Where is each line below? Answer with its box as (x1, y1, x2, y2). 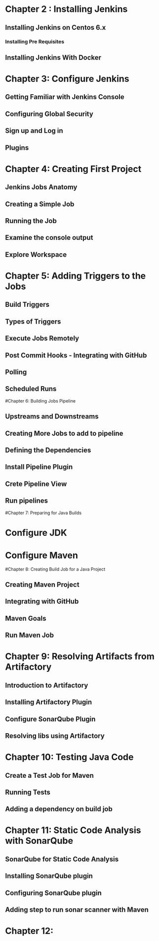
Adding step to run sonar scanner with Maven (5, 906, 149, 914)
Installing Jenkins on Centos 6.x (5, 23, 106, 32)
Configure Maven (5, 549, 78, 561)
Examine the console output (5, 234, 93, 242)
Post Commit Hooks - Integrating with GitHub (5, 351, 147, 359)
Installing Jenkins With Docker (5, 53, 102, 61)
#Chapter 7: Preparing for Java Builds (5, 510, 82, 516)
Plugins (5, 143, 29, 152)
